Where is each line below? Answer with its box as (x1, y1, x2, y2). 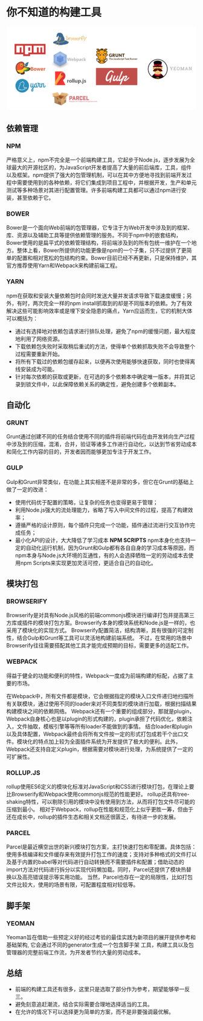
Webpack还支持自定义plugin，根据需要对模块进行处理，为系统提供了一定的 (6, 745, 193, 753)
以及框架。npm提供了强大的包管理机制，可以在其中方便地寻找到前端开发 (6, 171, 187, 179)
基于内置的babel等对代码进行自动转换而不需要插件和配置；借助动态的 (11, 858, 184, 866)
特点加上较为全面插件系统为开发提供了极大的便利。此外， (37, 738, 181, 745)
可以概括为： (6, 314, 38, 322)
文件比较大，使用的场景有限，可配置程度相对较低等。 (6, 881, 139, 888)
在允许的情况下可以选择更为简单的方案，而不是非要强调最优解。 (14, 1008, 174, 1015)
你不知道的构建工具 (6, 5, 102, 19)
